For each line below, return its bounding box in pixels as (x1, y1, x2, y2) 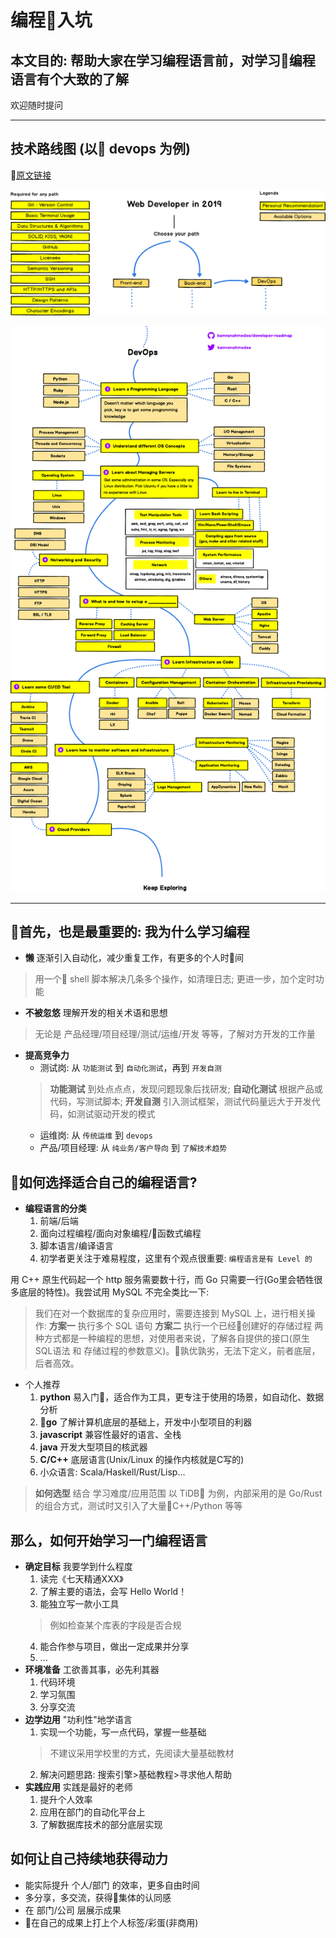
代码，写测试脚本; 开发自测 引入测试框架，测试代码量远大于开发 (49, 1096, 312, 1108)
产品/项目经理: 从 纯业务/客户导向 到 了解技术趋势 (39, 1142, 228, 1154)
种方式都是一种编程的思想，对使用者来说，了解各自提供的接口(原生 (34, 1332, 310, 1345)
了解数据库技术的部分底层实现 (39, 1818, 163, 1830)
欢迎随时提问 (10, 99, 63, 111)
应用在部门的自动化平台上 (39, 1806, 146, 1818)
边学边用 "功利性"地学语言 (24, 1713, 133, 1725)
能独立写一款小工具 (39, 1597, 120, 1610)
